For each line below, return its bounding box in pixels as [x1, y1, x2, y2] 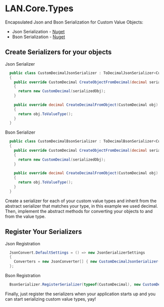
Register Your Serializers [5, 228, 82, 236]
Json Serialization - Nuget [12, 28, 65, 34]
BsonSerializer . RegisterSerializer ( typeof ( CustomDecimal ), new [9, 282, 141, 287]
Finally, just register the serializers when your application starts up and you [5, 291, 156, 297]
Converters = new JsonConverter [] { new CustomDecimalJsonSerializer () [14, 259, 163, 264]
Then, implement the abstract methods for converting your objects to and [5, 208, 153, 214]
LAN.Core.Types [5, 3, 74, 14]
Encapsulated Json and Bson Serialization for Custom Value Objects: [5, 19, 143, 25]
